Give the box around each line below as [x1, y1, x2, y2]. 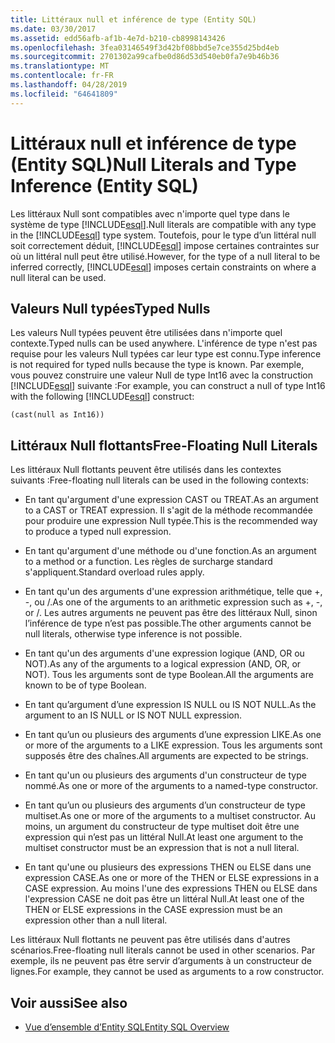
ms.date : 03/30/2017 [10, 24, 97, 34]
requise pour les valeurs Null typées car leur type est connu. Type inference [10, 348, 322, 360]
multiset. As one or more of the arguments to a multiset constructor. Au [24, 810, 317, 822]
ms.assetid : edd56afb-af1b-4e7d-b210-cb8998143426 [10, 33, 226, 43]
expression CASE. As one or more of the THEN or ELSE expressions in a [24, 872, 320, 884]
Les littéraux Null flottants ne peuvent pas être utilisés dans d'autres [10, 934, 291, 946]
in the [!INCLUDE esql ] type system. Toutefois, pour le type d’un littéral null [10, 229, 317, 241]
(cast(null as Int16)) [10, 410, 105, 420]
